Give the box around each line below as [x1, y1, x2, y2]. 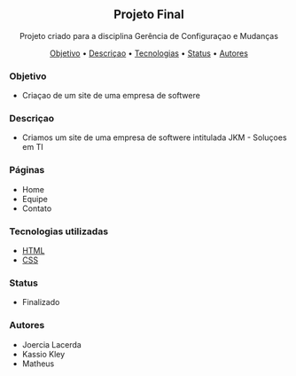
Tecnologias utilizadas [9, 225, 109, 238]
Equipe [21, 193, 49, 204]
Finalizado [21, 297, 60, 308]
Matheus [21, 358, 55, 369]
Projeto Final [113, 7, 184, 22]
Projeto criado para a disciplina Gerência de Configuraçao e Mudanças [19, 30, 279, 41]
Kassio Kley [21, 349, 66, 359]
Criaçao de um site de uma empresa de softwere [21, 90, 201, 101]
